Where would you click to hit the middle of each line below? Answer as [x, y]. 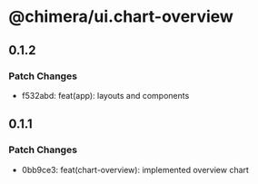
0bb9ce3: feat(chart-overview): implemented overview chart [135, 169]
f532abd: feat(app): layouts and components [105, 95]
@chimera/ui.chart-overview [121, 17]
